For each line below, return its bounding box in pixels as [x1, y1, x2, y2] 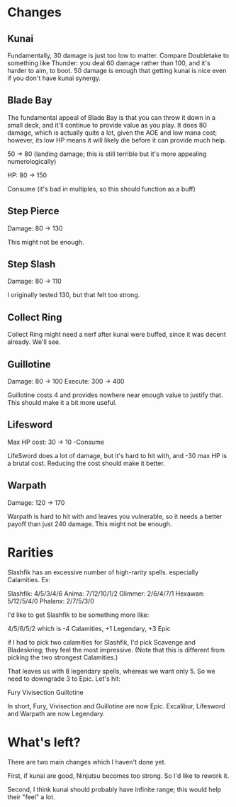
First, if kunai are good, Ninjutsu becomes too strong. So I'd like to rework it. [7, 771, 230, 780]
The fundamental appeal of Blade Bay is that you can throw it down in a [7, 113, 216, 121]
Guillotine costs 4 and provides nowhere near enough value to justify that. [7, 391, 223, 399]
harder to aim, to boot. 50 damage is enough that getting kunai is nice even [7, 67, 227, 74]
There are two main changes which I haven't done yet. [7, 757, 167, 766]
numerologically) [7, 157, 57, 165]
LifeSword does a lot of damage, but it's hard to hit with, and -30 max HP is [7, 451, 227, 460]
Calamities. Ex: [7, 575, 51, 584]
